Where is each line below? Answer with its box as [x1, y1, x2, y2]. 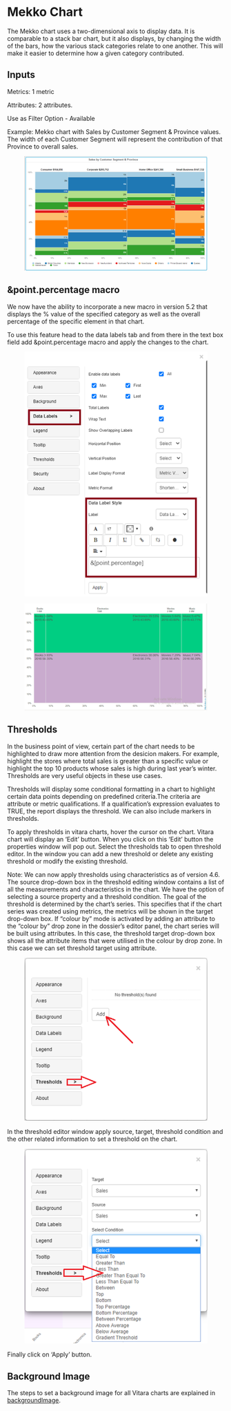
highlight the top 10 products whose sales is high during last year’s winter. [7, 764, 217, 773]
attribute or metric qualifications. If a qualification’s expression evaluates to [7, 799, 221, 808]
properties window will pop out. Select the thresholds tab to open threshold [7, 842, 221, 851]
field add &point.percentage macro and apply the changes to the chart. [7, 338, 209, 346]
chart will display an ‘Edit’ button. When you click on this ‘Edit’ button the [7, 835, 214, 843]
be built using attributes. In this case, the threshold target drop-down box [7, 929, 216, 937]
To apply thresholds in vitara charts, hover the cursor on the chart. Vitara [7, 827, 214, 836]
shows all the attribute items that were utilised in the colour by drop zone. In [7, 936, 223, 945]
